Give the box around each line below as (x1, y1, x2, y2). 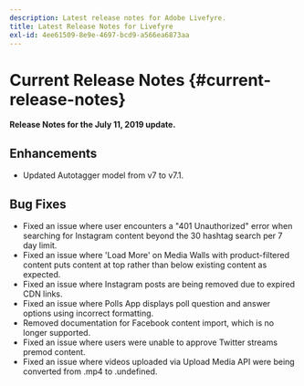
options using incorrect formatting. (22, 308, 154, 318)
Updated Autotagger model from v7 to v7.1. (22, 170, 184, 181)
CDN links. (22, 288, 63, 299)
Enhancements (9, 145, 98, 161)
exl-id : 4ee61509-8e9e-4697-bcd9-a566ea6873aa (9, 30, 190, 39)
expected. (22, 268, 61, 279)
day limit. (22, 239, 58, 251)
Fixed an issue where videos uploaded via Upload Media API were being (22, 356, 295, 367)
